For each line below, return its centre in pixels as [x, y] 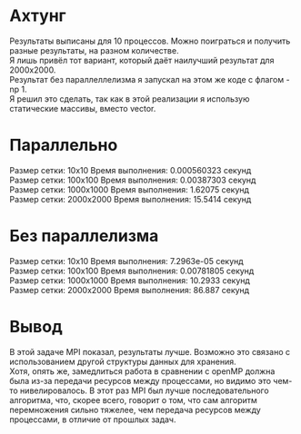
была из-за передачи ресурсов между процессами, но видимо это [140, 380]
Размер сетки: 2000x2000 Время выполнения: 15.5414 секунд [130, 199]
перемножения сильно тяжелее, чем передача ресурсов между [135, 409]
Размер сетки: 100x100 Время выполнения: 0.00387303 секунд [133, 180]
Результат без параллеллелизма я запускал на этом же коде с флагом [147, 79]
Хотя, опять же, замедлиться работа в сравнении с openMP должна [142, 371]
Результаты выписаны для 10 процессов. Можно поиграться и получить [150, 41]
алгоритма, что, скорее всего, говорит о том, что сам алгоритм [133, 399]
